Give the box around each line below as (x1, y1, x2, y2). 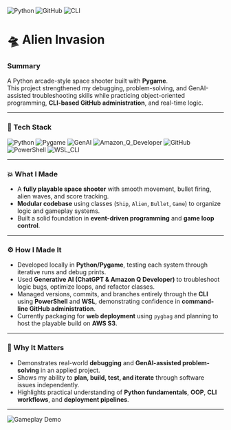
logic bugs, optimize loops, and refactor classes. (16, 283, 155, 291)
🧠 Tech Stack (7, 123, 52, 132)
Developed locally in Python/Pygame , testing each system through (16, 260, 208, 269)
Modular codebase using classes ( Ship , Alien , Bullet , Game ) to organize (16, 200, 221, 208)
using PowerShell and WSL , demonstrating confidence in (16, 297, 181, 306)
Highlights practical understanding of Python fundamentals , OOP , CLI (16, 388, 217, 396)
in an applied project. (40, 366, 101, 374)
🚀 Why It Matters (7, 343, 64, 353)
